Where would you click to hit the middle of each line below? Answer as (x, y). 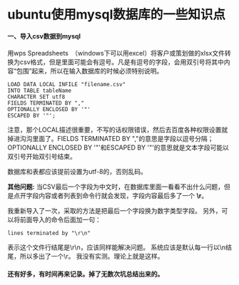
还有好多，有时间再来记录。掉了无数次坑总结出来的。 (86, 274)
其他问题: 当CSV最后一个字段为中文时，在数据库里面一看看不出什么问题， (116, 187)
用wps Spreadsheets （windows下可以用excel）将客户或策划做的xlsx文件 (116, 53)
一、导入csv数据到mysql (44, 36)
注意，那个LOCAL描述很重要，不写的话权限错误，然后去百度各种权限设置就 (118, 130)
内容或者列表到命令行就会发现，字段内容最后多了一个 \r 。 (123, 196)
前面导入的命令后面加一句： (60, 220)
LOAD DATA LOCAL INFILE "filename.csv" (67, 85)
